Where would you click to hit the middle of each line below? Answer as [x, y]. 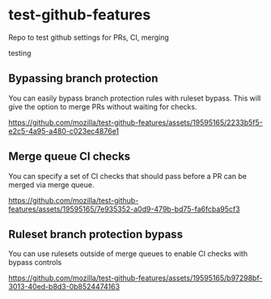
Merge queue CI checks [70, 157]
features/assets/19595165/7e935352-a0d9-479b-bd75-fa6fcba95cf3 [124, 209]
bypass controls [35, 263]
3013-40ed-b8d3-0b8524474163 [64, 287]
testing [20, 53]
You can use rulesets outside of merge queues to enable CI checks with [128, 254]
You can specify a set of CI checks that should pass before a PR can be [127, 176]
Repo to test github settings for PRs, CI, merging [89, 37]
